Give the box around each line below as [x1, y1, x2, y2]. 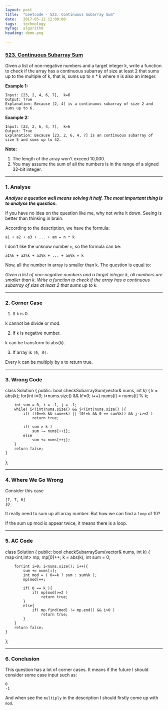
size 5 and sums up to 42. [5, 137, 61, 142]
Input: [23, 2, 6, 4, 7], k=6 [5, 124, 70, 129]
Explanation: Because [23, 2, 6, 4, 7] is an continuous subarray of [5, 133, 153, 138]
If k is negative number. [12, 330, 61, 336]
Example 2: [5, 114, 29, 120]
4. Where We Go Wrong [5, 477, 63, 484]
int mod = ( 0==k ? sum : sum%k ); [23, 573, 97, 578]
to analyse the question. [5, 200, 57, 206]
